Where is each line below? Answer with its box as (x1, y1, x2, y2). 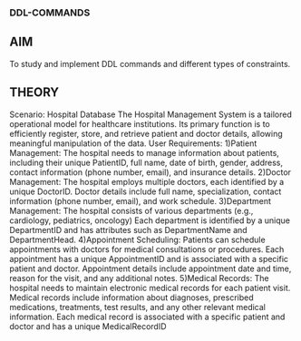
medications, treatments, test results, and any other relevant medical (9, 301, 266, 312)
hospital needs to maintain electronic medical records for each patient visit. (9, 282, 291, 293)
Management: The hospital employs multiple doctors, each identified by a (9, 176, 285, 187)
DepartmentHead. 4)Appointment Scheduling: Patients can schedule (9, 234, 266, 245)
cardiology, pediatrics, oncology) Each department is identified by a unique (9, 215, 290, 226)
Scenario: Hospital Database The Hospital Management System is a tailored (9, 109, 292, 120)
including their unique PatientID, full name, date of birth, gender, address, (9, 157, 284, 168)
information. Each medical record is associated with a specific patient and (9, 311, 286, 322)
